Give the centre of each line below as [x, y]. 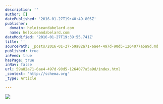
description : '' [22, 10]
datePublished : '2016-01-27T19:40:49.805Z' [51, 19]
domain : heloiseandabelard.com [42, 28]
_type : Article [21, 78]
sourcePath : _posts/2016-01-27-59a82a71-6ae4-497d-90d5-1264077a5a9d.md [82, 46]
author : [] [16, 14]
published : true [22, 51]
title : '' [15, 42]
